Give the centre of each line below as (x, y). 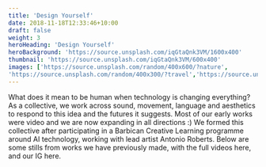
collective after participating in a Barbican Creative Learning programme (126, 131)
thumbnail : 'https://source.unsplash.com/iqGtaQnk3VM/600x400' (115, 60)
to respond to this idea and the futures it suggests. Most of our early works (131, 114)
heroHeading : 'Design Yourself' (61, 45)
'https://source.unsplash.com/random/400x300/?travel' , (102, 74)
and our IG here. (35, 156)
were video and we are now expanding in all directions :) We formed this (126, 122)
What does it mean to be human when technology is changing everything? (129, 97)
